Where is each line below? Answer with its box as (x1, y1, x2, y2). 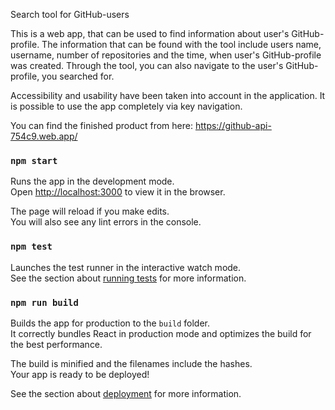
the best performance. (10, 338, 103, 350)
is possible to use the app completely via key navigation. (10, 100, 243, 112)
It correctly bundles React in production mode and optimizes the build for (10, 327, 312, 339)
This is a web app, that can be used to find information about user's (10, 28, 290, 39)
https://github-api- (194, 120, 272, 131)
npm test (10, 241, 53, 253)
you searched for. (41, 70, 115, 82)
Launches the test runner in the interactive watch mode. (10, 261, 242, 273)
